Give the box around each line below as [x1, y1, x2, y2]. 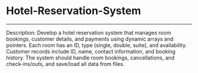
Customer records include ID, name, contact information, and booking [6, 48, 176, 55]
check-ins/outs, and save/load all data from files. [6, 60, 125, 67]
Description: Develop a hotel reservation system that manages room [6, 29, 171, 36]
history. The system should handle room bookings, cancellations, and [6, 54, 175, 61]
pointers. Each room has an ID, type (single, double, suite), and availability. [6, 41, 187, 48]
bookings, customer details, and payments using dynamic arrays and [6, 35, 174, 42]
